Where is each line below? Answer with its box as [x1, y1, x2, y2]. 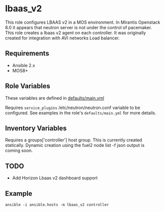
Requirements [5, 49, 49, 58]
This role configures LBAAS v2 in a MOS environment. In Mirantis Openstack [5, 19, 161, 25]
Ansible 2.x [12, 62, 35, 68]
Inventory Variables [5, 124, 67, 132]
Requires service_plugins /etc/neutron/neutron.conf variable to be [5, 105, 140, 110]
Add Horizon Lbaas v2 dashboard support [12, 175, 98, 181]
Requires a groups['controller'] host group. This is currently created [5, 137, 142, 143]
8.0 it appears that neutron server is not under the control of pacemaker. [5, 24, 152, 30]
